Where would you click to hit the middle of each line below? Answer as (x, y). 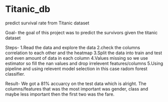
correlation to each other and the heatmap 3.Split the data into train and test (83, 53)
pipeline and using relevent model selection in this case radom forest (76, 69)
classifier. (15, 74)
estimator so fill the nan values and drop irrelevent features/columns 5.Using (84, 63)
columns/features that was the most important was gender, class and (77, 89)
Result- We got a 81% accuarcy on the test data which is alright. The (76, 84)
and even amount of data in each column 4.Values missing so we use (77, 58)
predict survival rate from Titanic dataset (47, 23)
